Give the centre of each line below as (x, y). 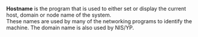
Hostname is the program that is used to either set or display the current (96, 9)
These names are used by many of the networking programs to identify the (99, 21)
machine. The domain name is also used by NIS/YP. (70, 27)
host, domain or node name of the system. (59, 15)
